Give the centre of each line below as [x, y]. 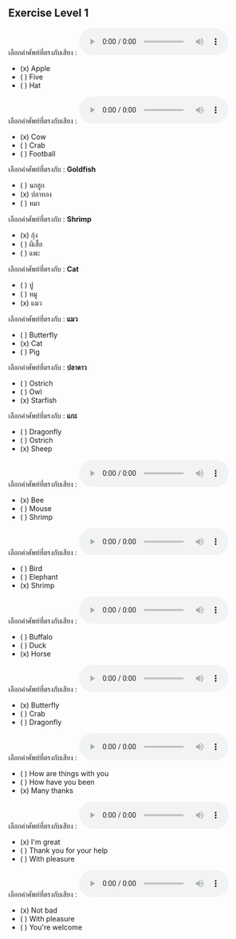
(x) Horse [35, 653]
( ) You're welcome [51, 927]
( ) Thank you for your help [64, 850]
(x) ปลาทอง [35, 194]
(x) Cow [33, 137]
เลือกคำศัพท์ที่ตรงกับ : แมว [43, 319]
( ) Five [31, 77]
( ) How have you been [57, 782]
